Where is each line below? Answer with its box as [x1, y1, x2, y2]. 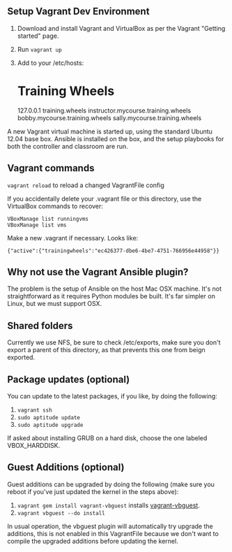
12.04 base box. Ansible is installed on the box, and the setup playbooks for [7, 134, 224, 143]
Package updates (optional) [7, 373, 130, 385]
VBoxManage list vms [7, 221, 68, 228]
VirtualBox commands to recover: [7, 202, 103, 210]
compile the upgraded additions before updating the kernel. [7, 537, 179, 545]
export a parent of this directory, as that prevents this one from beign [7, 346, 206, 354]
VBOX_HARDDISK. [7, 442, 61, 449]
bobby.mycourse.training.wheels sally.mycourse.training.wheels [17, 113, 202, 122]
